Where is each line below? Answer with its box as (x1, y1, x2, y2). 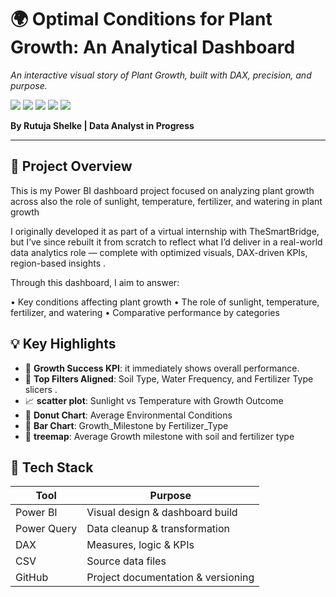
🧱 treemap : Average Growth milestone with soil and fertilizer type (24, 430, 295, 442)
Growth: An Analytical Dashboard (10, 36, 296, 59)
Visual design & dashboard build (86, 506, 238, 520)
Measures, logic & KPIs (86, 538, 195, 552)
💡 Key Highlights (10, 336, 117, 353)
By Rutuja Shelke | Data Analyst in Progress (10, 119, 195, 131)
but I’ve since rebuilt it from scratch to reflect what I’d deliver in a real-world (10, 236, 323, 248)
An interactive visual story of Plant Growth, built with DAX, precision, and (10, 69, 312, 81)
